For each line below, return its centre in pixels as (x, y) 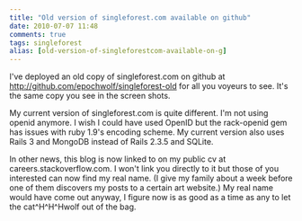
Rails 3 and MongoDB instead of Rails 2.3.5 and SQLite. (111, 142)
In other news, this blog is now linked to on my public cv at (118, 159)
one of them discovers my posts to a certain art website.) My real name (142, 188)
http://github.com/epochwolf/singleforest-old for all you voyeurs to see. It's (149, 86)
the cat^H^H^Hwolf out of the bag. (73, 207)
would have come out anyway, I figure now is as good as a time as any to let (150, 198)
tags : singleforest (46, 43)
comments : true (38, 34)
